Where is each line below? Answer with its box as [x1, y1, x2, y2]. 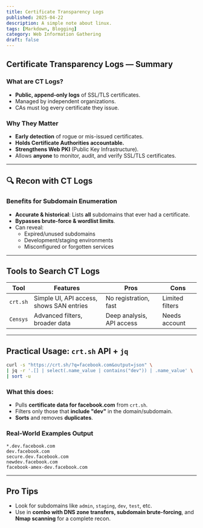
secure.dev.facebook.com [6, 454, 69, 460]
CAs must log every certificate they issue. [14, 104, 120, 111]
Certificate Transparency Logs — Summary [6, 59, 173, 69]
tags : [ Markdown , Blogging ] [6, 25, 77, 32]
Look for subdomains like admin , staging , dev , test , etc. [14, 502, 152, 509]
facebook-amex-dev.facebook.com [6, 464, 88, 470]
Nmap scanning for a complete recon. [14, 515, 111, 523]
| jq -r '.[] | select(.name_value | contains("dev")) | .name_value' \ [6, 368, 193, 374]
